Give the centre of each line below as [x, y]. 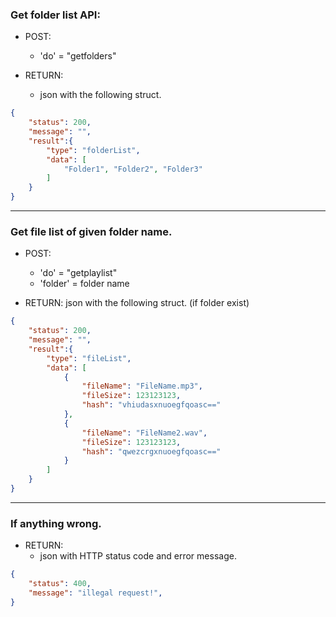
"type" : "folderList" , [93, 150]
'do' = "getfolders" [78, 56]
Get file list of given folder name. [91, 231]
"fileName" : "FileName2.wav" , [144, 433]
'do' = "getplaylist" [78, 273]
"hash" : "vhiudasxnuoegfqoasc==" [151, 405]
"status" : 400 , [60, 584]
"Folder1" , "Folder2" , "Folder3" [133, 169]
